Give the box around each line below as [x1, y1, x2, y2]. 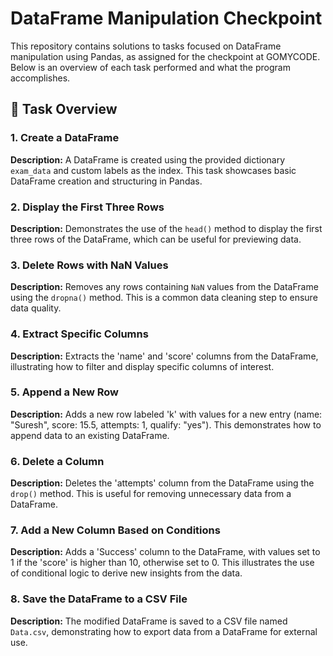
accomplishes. [10, 72, 71, 84]
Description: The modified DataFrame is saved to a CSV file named [10, 615, 288, 627]
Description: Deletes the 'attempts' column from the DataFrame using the [10, 477, 315, 489]
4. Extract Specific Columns [10, 327, 149, 341]
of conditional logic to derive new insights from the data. [10, 567, 243, 579]
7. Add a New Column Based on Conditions [10, 523, 221, 537]
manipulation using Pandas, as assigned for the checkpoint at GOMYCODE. [10, 50, 321, 62]
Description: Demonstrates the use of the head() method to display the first [10, 222, 323, 234]
